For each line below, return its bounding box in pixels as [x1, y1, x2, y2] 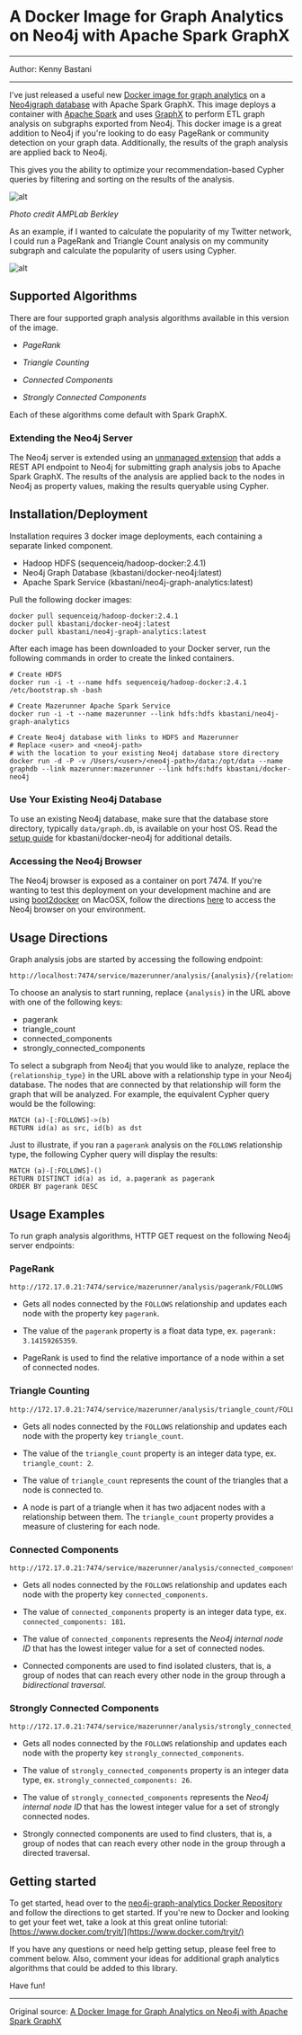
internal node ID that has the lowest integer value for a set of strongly [22, 1801, 280, 1813]
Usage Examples [9, 1207, 105, 1222]
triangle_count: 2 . [22, 1457, 94, 1468]
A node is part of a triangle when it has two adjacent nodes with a [22, 1502, 266, 1513]
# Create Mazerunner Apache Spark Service [9, 701, 171, 710]
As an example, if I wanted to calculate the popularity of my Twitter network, [9, 226, 292, 237]
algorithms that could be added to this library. [9, 1963, 178, 1974]
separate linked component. [9, 540, 113, 550]
